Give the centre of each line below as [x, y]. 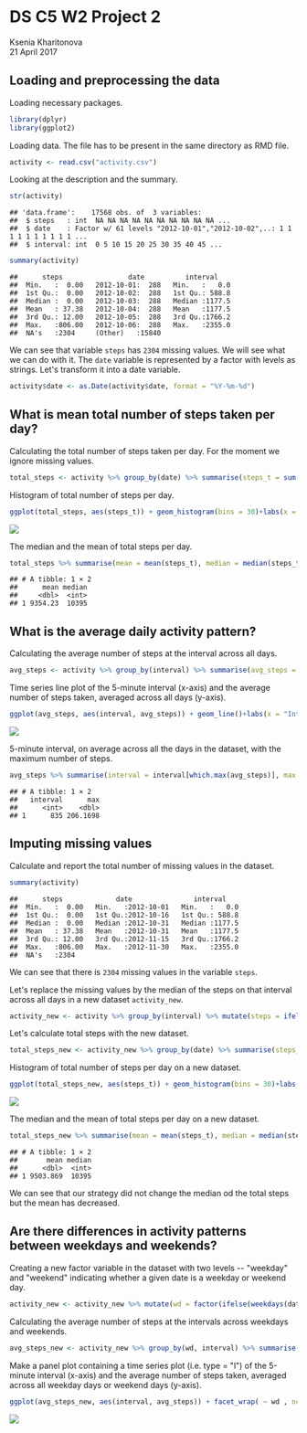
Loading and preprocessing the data [115, 81]
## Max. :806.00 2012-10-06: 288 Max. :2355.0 [120, 325]
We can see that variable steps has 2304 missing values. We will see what [148, 350]
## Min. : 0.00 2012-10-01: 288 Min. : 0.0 [120, 285]
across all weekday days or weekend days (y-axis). [106, 1385]
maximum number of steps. [61, 759]
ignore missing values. [52, 461]
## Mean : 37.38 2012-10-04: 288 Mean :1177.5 [120, 309]
